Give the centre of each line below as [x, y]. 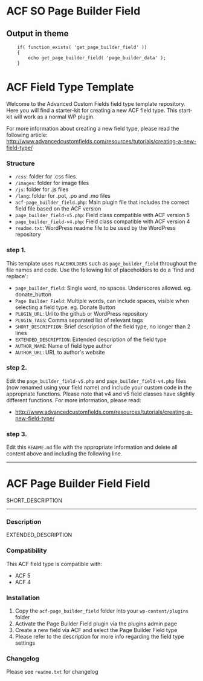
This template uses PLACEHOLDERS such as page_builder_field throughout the [101, 263]
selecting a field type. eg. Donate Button [65, 307]
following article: [27, 135]
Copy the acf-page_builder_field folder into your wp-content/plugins [102, 611]
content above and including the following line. [64, 454]
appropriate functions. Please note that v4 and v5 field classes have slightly [101, 394]
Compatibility [27, 550]
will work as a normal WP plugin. [54, 117]
